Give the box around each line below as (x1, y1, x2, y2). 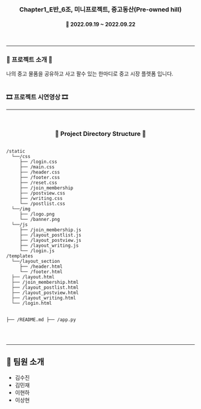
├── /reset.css (19, 180, 58, 186)
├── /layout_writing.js (19, 243, 79, 249)
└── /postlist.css (19, 201, 66, 207)
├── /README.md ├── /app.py (6, 317, 77, 323)
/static (6, 149, 26, 154)
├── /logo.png (19, 211, 55, 217)
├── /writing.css (19, 196, 63, 202)
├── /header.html (19, 263, 63, 270)
